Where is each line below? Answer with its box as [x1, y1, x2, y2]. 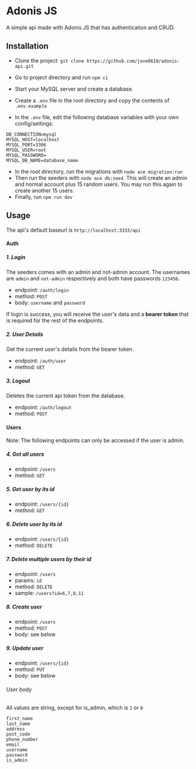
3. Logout [6, 377, 31, 384]
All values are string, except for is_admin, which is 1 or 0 [6, 704, 144, 711]
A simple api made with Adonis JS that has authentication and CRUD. [6, 24, 175, 31]
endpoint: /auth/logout [14, 404, 72, 411]
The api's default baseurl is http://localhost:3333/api [6, 226, 141, 233]
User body [6, 686, 32, 693]
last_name [6, 721, 31, 727]
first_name [6, 716, 33, 722]
